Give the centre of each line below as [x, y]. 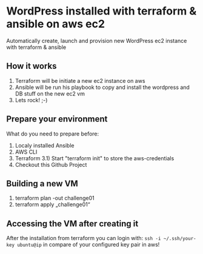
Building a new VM [42, 184]
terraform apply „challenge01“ [52, 204]
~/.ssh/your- [180, 239]
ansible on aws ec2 [55, 24]
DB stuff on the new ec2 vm [50, 93]
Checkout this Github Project [51, 164]
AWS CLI [26, 152]
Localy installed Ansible [45, 145]
